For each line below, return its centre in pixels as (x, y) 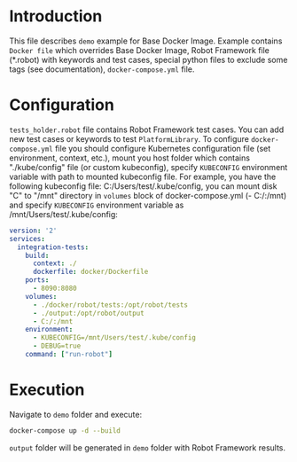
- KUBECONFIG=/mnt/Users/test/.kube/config (114, 338)
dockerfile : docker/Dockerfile (90, 272)
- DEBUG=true (57, 346)
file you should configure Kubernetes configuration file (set (163, 148)
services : (27, 239)
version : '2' (33, 231)
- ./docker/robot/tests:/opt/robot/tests (110, 305)
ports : (37, 280)
